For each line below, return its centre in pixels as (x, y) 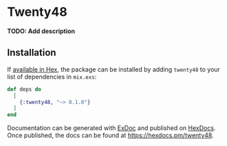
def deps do (24, 89)
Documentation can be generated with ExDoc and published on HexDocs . (111, 128)
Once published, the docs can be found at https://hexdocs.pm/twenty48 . (111, 136)
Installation (32, 53)
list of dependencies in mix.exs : (52, 76)
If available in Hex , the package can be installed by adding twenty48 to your (113, 69)
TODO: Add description (41, 31)
